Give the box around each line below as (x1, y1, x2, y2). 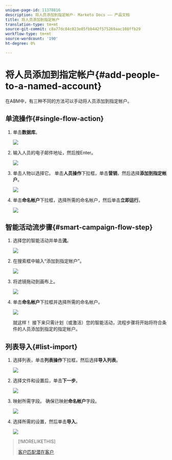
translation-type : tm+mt (5, 22, 58, 27)
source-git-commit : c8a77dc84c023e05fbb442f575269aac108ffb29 (5, 27, 141, 32)
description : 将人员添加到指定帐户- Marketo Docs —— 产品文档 (5, 12, 130, 17)
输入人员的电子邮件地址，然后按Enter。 (12, 149, 96, 155)
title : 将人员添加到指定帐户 (5, 17, 60, 22)
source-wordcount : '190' (5, 36, 58, 42)
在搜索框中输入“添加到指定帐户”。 (12, 258, 84, 264)
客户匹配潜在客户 (17, 449, 54, 455)
